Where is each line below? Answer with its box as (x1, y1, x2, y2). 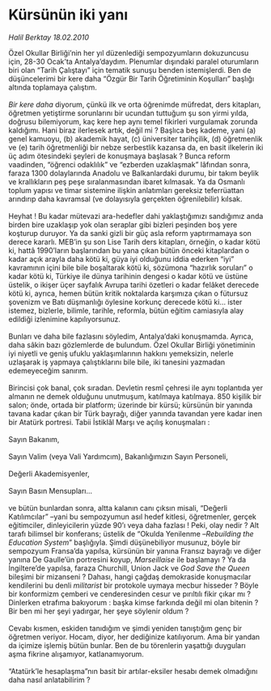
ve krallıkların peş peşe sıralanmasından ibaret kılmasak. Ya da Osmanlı (8, 176, 245, 187)
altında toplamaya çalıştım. (8, 82, 97, 92)
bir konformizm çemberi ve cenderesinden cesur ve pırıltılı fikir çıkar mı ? (8, 588, 251, 599)
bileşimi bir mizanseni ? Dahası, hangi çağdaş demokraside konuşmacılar (8, 571, 252, 581)
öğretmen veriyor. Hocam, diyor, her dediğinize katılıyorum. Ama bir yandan (8, 632, 260, 642)
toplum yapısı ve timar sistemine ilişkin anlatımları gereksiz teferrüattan (8, 185, 244, 195)
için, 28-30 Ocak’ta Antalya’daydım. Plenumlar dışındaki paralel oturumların (8, 57, 259, 66)
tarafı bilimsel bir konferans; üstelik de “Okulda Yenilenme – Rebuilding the (8, 529, 254, 538)
